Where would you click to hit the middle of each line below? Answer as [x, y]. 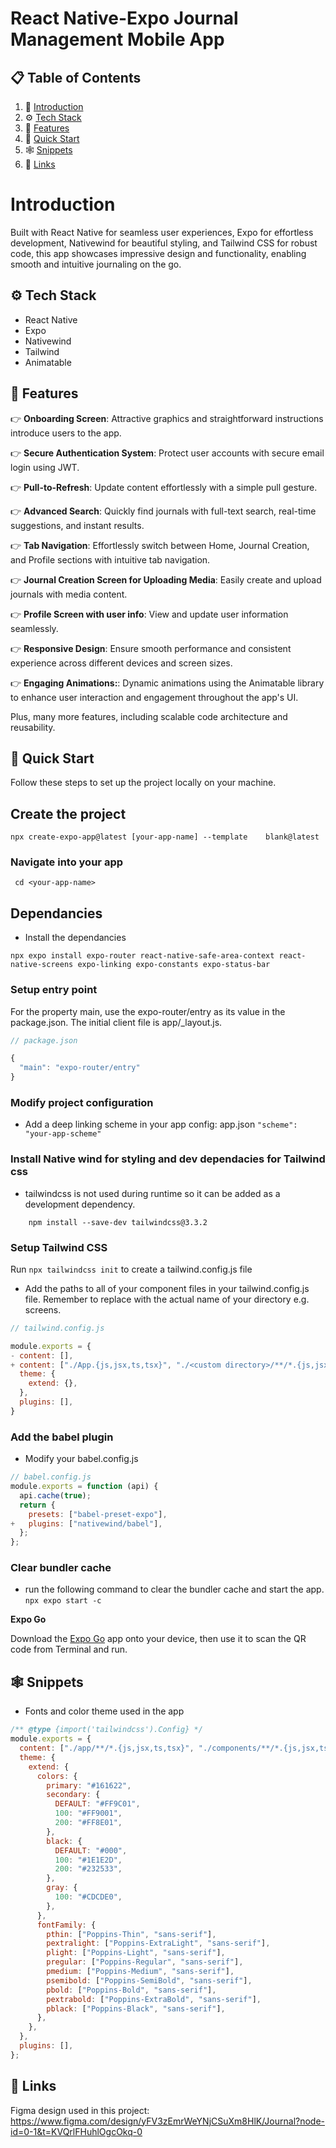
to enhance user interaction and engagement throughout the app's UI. [154, 697]
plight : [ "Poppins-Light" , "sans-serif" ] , [136, 1953]
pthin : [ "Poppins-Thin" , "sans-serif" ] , [131, 1934]
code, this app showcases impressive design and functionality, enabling [158, 253]
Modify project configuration [82, 1103]
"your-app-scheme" [63, 1134]
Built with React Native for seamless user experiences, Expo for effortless [162, 232]
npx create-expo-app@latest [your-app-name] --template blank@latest [165, 837]
